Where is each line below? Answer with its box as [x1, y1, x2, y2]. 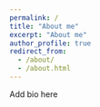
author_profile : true [9, 38, 92, 48]
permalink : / [9, 13, 59, 23]
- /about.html [17, 64, 71, 73]
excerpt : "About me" [9, 30, 88, 39]
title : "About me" [9, 22, 79, 31]
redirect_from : [9, 47, 67, 56]
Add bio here [9, 88, 58, 100]
